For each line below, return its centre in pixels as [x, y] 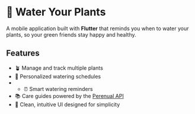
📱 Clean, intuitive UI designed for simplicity [67, 104]
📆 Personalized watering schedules [58, 76]
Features [23, 53]
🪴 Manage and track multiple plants [59, 68]
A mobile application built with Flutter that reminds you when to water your [97, 28]
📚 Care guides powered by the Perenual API [69, 96]
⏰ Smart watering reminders [58, 89]
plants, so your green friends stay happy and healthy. [71, 34]
